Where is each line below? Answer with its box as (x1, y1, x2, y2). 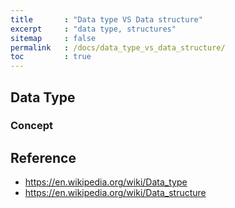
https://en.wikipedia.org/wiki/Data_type (24, 176, 188, 188)
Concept (10, 119, 53, 133)
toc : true (10, 52, 92, 62)
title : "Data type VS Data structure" (10, 14, 203, 25)
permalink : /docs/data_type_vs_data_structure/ (10, 42, 226, 53)
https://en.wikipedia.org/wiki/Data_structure (24, 187, 207, 199)
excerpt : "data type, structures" (10, 24, 177, 34)
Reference (10, 149, 77, 166)
